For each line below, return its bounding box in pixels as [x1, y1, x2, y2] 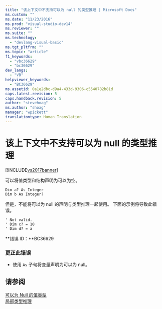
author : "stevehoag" [5, 101, 49, 106]
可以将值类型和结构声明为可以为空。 [5, 177, 80, 183]
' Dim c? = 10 [5, 221, 35, 227]
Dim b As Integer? [5, 191, 44, 197]
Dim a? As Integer [5, 187, 44, 192]
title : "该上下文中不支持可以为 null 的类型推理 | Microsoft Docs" [5, 7, 137, 13]
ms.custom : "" [5, 12, 35, 17]
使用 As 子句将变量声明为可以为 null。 [12, 261, 90, 267]
